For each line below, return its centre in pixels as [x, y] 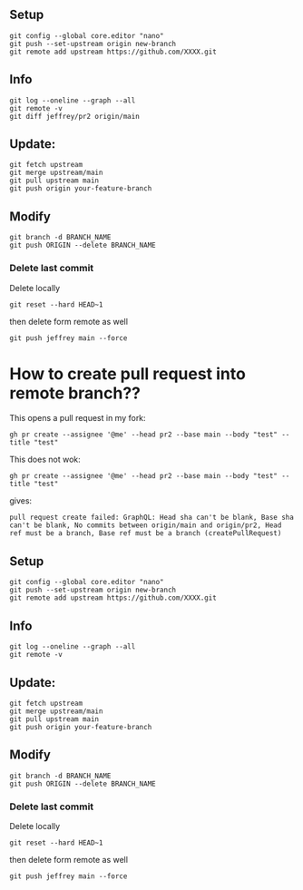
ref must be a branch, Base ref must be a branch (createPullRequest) [146, 533]
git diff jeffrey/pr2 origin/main [75, 116]
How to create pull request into [128, 373]
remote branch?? [75, 393]
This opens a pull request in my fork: [78, 418]
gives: [21, 501]
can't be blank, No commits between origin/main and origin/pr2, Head [146, 525]
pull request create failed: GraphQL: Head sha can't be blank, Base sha [152, 518]
